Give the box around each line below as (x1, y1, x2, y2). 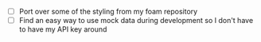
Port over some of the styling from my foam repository (18, 7, 198, 16)
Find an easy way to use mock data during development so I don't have (18, 16, 254, 25)
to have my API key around (18, 25, 107, 34)
